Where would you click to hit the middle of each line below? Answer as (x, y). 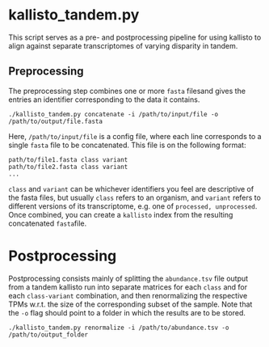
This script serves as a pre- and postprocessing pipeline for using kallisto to (135, 37)
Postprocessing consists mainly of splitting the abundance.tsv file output (128, 278)
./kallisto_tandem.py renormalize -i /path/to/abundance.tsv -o (119, 328)
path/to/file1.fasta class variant (68, 159)
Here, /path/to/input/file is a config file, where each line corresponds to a (135, 136)
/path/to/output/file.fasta (56, 121)
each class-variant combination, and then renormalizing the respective (128, 295)
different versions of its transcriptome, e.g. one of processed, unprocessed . (133, 206)
